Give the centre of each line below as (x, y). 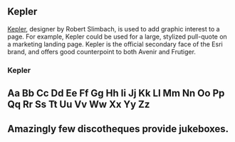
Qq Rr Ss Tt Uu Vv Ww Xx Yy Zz (79, 105)
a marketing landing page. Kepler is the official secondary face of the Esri (115, 44)
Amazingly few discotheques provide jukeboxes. (118, 129)
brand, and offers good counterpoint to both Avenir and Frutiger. (101, 51)
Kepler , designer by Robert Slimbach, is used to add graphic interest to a (114, 29)
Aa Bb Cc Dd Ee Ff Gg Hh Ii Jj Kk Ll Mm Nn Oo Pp (116, 93)
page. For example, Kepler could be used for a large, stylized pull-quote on (117, 36)
